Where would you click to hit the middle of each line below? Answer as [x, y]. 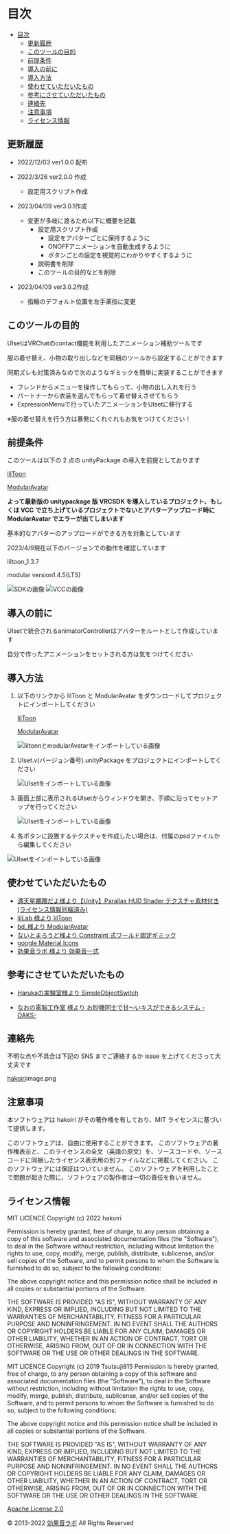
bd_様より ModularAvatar [53, 927]
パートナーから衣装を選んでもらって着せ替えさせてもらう [98, 396]
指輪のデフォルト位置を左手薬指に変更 [81, 301]
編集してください [47, 844]
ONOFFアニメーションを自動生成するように [110, 246]
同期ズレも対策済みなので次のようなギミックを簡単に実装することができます [115, 372]
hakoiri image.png [32, 1079]
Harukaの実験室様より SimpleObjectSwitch [78, 993]
